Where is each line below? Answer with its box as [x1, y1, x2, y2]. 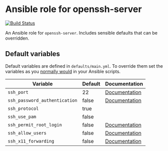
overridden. [5, 35, 29, 41]
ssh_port [8, 89, 29, 95]
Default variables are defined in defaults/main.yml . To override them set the [5, 63, 163, 69]
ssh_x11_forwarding [8, 138, 54, 144]
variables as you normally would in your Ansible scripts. [5, 68, 121, 74]
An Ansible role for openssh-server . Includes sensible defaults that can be [5, 30, 157, 36]
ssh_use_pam [8, 114, 37, 119]
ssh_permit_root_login [8, 122, 62, 127]
